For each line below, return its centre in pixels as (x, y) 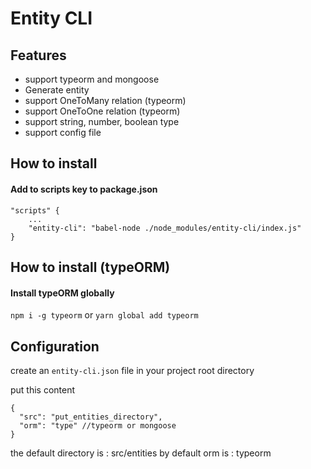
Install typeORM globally (62, 293)
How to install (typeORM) (90, 267)
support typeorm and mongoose (92, 79)
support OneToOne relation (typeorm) (102, 111)
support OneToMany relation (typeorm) (105, 100)
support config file (63, 132)
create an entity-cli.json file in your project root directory (132, 370)
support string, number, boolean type (102, 121)
